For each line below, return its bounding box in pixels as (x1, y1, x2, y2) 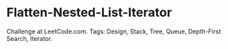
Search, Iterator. (6, 34, 53, 42)
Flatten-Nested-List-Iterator (6, 5, 173, 20)
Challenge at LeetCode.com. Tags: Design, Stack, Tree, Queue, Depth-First (6, 27, 221, 35)
